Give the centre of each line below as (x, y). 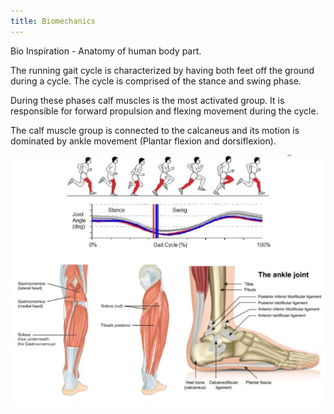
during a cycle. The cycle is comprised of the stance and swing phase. (156, 81)
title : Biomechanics (53, 21)
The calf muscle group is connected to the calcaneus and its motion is (155, 130)
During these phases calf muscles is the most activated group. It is (147, 100)
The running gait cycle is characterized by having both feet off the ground (162, 70)
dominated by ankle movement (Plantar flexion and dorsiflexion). (143, 141)
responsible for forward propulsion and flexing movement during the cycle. (164, 111)
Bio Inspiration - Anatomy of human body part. (106, 51)
